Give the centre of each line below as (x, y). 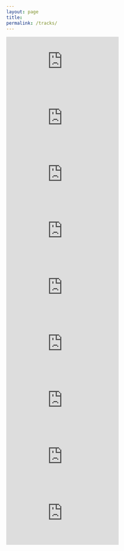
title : (14, 17)
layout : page (22, 12)
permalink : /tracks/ (32, 23)
